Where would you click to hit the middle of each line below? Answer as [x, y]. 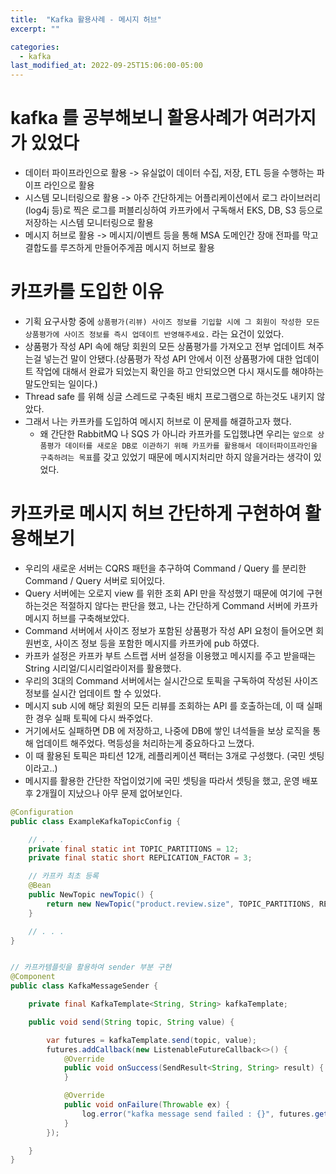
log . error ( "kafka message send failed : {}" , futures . [198, 1114]
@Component [33, 977]
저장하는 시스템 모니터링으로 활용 [89, 223]
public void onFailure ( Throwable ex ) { [146, 1105]
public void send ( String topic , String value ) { [131, 1022]
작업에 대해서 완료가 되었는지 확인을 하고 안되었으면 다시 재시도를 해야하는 [180, 371]
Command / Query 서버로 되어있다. [95, 580]
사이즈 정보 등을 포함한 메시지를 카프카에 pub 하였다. [157, 643]
